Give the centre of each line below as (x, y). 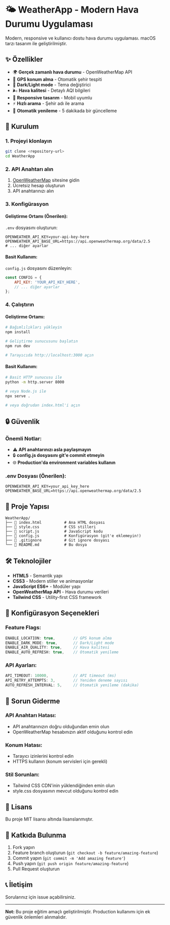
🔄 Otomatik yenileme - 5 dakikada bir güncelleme (65, 111)
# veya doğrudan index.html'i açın (43, 405)
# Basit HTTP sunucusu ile (34, 378)
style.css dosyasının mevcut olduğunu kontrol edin (66, 791)
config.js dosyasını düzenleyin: (39, 268)
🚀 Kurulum (22, 127)
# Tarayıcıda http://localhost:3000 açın (50, 355)
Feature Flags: (23, 628)
